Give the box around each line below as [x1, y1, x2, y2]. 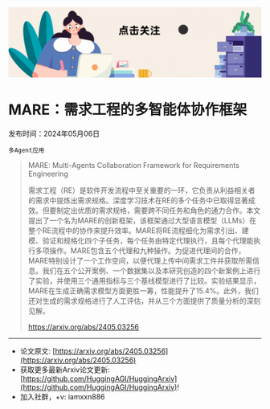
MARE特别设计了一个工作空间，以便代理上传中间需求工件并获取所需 [27, 256, 253, 265]
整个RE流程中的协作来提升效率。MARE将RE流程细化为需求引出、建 [27, 225, 249, 235]
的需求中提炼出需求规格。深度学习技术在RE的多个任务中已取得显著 [27, 195, 249, 205]
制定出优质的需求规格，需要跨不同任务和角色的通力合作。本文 [55, 205, 261, 215]
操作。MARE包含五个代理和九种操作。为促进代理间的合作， [49, 245, 246, 256]
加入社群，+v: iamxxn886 [19, 391, 105, 401]
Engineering [27, 169, 68, 178]
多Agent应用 [8, 146, 45, 154]
